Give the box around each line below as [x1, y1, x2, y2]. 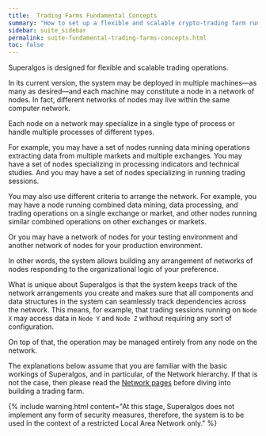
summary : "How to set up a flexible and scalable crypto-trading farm [8, 19, 246, 27]
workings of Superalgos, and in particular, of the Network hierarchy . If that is [8, 369, 258, 379]
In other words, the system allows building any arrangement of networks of [8, 256, 253, 266]
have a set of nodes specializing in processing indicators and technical [8, 159, 240, 169]
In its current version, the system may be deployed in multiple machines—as [8, 78, 257, 88]
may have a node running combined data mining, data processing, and [8, 200, 239, 210]
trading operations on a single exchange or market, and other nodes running [8, 208, 257, 218]
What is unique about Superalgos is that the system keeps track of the [8, 280, 237, 289]
